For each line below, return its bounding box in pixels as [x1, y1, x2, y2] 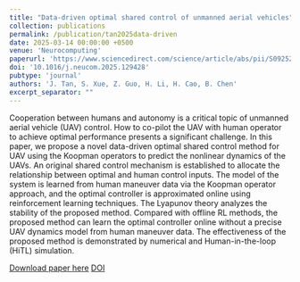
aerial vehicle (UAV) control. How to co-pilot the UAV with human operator [9, 121, 282, 132]
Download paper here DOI [9, 262, 105, 273]
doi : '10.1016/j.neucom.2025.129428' [9, 63, 150, 72]
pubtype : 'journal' [9, 71, 82, 80]
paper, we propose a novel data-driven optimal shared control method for [9, 140, 279, 152]
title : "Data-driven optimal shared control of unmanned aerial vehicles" [9, 12, 294, 22]
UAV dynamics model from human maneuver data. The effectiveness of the [9, 226, 287, 236]
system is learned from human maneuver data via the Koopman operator [9, 178, 277, 189]
